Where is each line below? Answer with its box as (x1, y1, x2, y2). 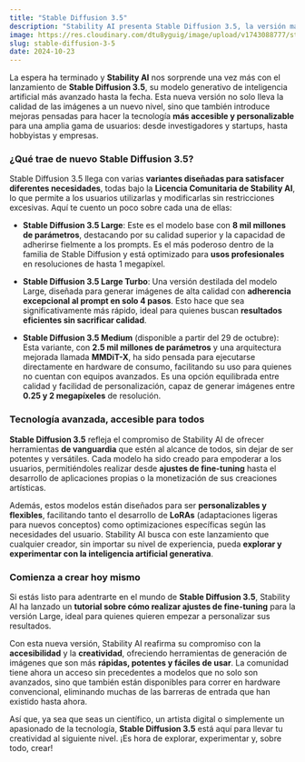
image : (9, 30, 34, 39)
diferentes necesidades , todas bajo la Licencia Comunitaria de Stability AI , (9, 183, 295, 194)
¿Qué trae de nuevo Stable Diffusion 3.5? (9, 153, 194, 165)
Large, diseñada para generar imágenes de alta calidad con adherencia (22, 286, 292, 296)
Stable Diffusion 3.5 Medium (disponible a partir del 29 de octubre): (22, 333, 280, 344)
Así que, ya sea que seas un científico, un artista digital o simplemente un (9, 714, 285, 725)
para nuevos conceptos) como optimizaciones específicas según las (9, 519, 266, 530)
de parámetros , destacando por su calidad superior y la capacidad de (22, 229, 286, 241)
